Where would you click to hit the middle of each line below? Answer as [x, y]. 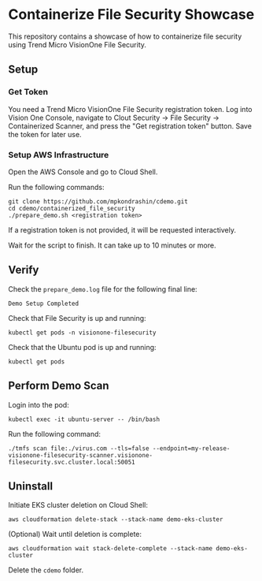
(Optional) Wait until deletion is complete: [75, 534]
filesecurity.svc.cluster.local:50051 [72, 462]
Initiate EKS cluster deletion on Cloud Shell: [78, 505]
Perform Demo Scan [59, 386]
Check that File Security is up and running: [77, 318]
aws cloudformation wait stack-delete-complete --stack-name [111, 549]
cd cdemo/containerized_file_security [72, 208]
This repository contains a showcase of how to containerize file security [125, 36]
